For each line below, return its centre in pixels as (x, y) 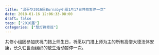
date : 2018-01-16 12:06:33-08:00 (39, 14)
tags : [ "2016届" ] (22, 23)
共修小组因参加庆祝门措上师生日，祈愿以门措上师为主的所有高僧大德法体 (77, 42)
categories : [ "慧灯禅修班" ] (32, 27)
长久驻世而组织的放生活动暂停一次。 (50, 48)
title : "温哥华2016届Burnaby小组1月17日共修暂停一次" (55, 9)
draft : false (18, 18)
